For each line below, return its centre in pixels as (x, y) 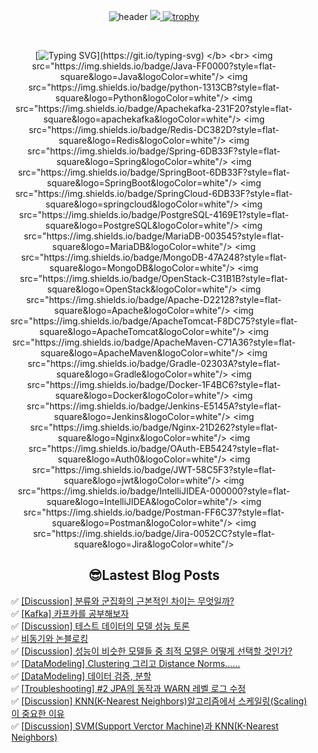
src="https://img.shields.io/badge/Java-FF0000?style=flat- (154, 66)
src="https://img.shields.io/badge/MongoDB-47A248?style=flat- (154, 257)
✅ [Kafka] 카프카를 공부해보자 (69, 613)
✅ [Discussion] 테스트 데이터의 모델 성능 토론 (100, 626)
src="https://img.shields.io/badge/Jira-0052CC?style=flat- (154, 533)
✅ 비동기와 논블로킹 (49, 638)
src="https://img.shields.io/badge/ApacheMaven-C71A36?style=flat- (154, 342)
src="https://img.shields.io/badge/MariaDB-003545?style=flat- (154, 236)
